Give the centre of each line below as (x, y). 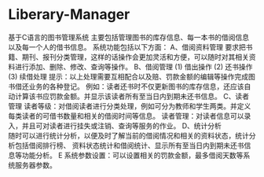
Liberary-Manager (69, 15)
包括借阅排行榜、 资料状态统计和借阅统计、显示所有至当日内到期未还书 (129, 145)
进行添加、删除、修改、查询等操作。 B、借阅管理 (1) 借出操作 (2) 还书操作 (134, 66)
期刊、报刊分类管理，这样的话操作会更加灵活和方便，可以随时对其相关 (135, 57)
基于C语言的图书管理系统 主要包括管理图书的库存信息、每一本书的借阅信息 (129, 37)
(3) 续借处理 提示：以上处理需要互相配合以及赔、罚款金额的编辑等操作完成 (128, 76)
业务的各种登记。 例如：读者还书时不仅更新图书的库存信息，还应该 (136, 86)
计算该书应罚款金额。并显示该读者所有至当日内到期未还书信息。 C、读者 (132, 96)
